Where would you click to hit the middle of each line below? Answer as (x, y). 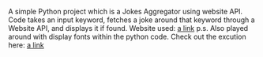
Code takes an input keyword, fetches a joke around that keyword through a (131, 20)
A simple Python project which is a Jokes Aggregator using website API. (126, 11)
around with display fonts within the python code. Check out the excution (127, 36)
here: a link (26, 45)
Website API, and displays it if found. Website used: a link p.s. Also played (128, 28)
